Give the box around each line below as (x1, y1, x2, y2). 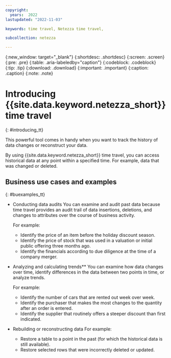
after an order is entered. (20, 305, 73, 311)
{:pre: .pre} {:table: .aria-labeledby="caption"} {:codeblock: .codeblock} (5, 59, 157, 65)
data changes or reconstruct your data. (5, 142, 88, 148)
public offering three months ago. (20, 242, 91, 249)
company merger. (20, 254, 58, 260)
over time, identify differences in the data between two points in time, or (12, 269, 165, 275)
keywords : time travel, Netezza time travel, (5, 26, 104, 31)
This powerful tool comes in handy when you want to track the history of (5, 137, 158, 143)
